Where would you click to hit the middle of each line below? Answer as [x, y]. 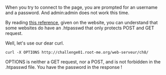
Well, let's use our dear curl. [35, 43]
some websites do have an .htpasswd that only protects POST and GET [80, 28]
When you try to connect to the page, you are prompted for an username [81, 7]
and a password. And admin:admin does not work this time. [67, 13]
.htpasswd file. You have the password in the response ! [64, 67]
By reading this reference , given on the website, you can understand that [81, 23]
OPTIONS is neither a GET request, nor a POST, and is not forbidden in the [83, 62]
